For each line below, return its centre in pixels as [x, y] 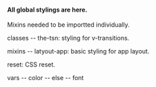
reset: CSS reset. [31, 64]
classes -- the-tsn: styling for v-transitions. [68, 38]
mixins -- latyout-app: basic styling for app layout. [78, 51]
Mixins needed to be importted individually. [68, 25]
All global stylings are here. [47, 10]
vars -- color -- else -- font [46, 78]
